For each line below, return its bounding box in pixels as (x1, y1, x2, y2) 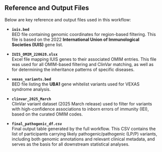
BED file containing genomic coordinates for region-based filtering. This (11, 31, 156, 37)
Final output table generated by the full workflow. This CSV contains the (11, 126, 156, 132)
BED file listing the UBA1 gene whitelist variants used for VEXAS (11, 81, 140, 87)
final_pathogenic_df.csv (11, 121, 62, 126)
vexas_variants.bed (11, 77, 52, 82)
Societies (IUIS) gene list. (11, 41, 64, 48)
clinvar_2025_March (11, 97, 52, 101)
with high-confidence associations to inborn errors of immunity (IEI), (11, 106, 149, 112)
